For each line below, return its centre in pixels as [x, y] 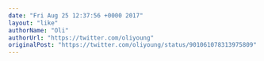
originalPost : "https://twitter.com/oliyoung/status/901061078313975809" [133, 45]
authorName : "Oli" [38, 30]
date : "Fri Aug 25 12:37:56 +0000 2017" [76, 15]
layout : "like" [33, 23]
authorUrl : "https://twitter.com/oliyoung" [81, 38]
